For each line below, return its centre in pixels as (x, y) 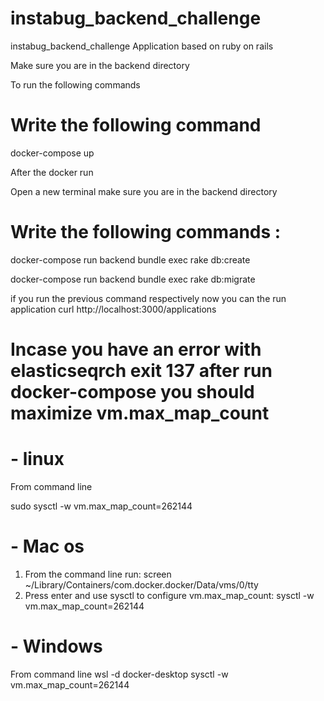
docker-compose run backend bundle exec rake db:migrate (133, 279)
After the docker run (52, 172)
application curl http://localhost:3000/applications (113, 309)
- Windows (56, 646)
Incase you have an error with (136, 349)
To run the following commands (75, 84)
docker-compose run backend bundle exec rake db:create (130, 259)
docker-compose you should (132, 392)
